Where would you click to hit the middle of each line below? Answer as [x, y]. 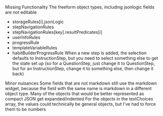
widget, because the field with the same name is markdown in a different [78, 88]
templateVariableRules [35, 48]
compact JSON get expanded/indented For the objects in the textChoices [79, 99]
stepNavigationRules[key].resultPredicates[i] [57, 32]
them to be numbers [25, 109]
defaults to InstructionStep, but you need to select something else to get [85, 58]
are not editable [21, 12]
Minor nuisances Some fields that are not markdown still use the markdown [81, 83]
